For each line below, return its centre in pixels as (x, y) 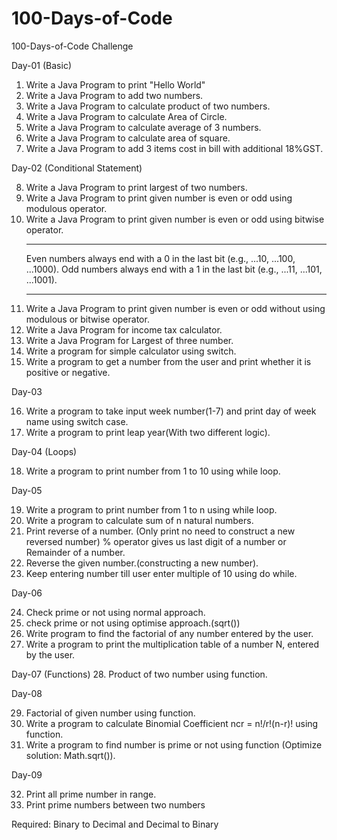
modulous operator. (66, 208)
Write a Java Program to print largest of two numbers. (136, 187)
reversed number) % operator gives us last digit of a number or (156, 541)
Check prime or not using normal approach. (115, 612)
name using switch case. (77, 421)
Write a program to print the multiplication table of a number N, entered (172, 644)
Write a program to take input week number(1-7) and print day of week (171, 411)
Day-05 (27, 490)
